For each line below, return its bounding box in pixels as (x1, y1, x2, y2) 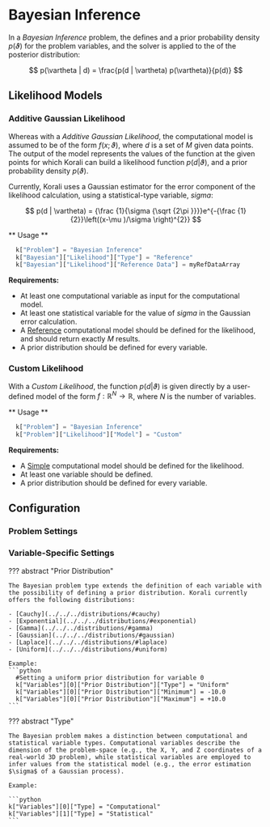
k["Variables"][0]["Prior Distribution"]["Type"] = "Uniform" (15, 681, 230, 689)
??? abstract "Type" (8, 716, 74, 726)
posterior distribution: (8, 49, 81, 59)
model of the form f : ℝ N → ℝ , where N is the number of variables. (36, 390, 256, 401)
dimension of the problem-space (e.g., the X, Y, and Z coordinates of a (8, 746, 263, 754)
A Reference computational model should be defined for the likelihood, (19, 325, 256, 335)
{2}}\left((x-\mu (70, 214, 122, 224)
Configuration (8, 502, 81, 515)
